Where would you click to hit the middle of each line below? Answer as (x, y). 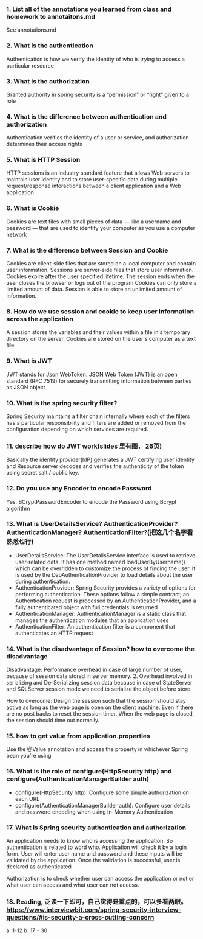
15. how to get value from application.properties (78, 736)
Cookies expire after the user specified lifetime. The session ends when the (101, 276)
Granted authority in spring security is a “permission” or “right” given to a (98, 94)
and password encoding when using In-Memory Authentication (94, 812)
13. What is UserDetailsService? (55, 524)
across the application (40, 319)
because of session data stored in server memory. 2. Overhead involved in (99, 676)
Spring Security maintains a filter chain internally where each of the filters (98, 416)
